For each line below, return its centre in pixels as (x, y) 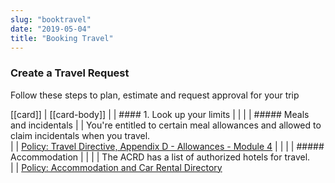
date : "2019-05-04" (51, 29)
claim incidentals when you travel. (80, 135)
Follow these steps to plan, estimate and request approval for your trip (155, 95)
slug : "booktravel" (51, 19)
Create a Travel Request (70, 73)
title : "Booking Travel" (62, 38)
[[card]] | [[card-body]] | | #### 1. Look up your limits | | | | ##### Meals (160, 114)
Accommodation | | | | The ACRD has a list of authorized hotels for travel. (160, 157)
